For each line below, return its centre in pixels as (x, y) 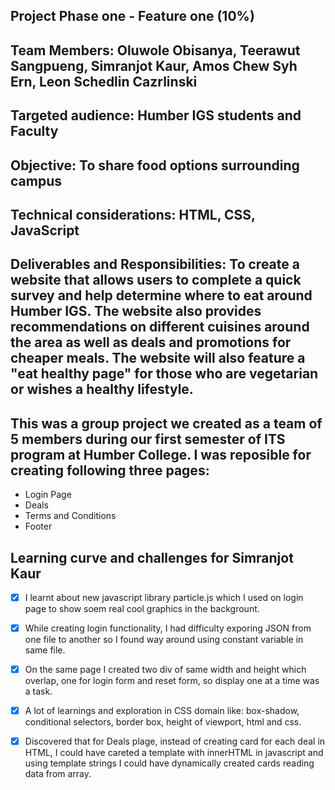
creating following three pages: (110, 470)
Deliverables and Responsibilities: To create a (155, 264)
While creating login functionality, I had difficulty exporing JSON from (168, 628)
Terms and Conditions (70, 516)
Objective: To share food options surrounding (155, 165)
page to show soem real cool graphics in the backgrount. (142, 609)
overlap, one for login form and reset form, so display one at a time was (172, 681)
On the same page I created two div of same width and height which (165, 670)
